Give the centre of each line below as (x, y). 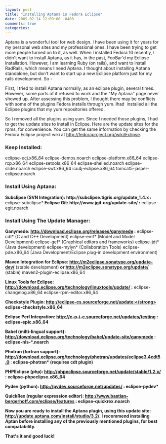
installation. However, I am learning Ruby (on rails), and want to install (76, 63)
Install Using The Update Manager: (48, 221)
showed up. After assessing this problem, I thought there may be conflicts (80, 99)
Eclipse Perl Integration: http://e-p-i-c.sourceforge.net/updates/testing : (82, 317)
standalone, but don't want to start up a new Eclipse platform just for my (79, 74)
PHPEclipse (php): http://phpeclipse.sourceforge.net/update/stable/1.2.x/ (83, 372)
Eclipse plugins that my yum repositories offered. (55, 110)
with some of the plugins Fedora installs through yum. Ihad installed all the (81, 104)
